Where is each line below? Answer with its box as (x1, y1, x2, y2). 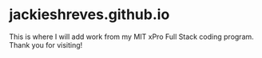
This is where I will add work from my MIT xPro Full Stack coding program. (9, 32, 254, 41)
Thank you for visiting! (9, 40, 83, 49)
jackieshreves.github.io (9, 6, 170, 24)
